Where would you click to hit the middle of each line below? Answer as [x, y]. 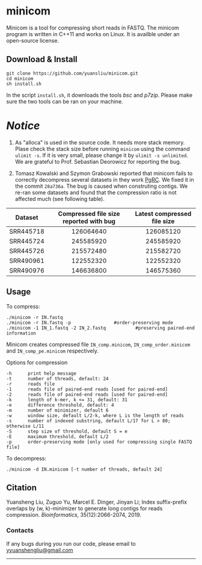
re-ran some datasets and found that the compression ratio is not [96, 192]
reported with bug [89, 221]
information [21, 333]
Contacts [20, 531]
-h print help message [41, 373]
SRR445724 [27, 241]
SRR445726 [27, 251]
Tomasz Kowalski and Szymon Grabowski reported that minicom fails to [104, 173]
